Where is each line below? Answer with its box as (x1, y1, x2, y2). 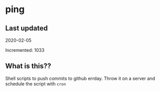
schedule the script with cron (5, 80, 66, 87)
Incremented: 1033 (5, 47, 45, 53)
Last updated (5, 24, 48, 33)
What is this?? (5, 62, 51, 71)
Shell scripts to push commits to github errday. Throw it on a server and (5, 75, 155, 81)
